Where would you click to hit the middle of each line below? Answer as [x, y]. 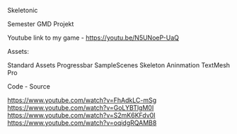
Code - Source [29, 86]
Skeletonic [23, 10]
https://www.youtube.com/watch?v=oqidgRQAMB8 [82, 123]
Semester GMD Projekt [41, 24]
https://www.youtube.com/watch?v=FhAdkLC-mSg [82, 100]
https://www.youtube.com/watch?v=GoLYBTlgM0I [81, 108]
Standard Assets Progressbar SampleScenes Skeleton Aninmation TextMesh [119, 65]
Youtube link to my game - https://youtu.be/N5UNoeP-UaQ [93, 38]
